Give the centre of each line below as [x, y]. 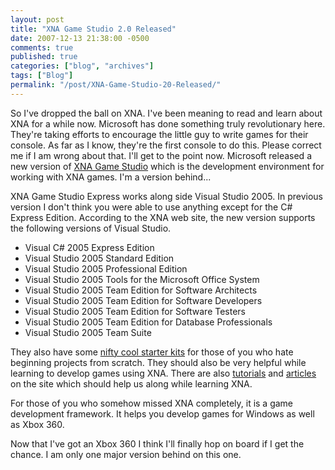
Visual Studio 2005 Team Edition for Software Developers [143, 300]
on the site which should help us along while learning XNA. [131, 383]
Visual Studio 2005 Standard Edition [99, 258]
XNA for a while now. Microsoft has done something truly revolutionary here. [168, 123]
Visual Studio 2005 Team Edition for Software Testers [135, 311]
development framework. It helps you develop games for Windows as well [162, 413]
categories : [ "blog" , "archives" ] [82, 66]
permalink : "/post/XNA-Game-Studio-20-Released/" [116, 85]
